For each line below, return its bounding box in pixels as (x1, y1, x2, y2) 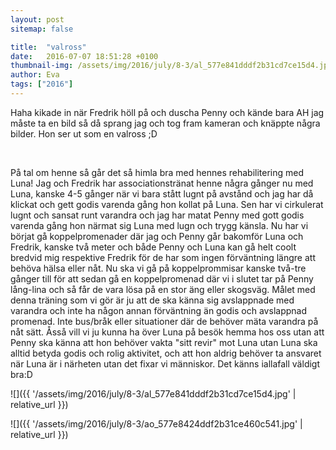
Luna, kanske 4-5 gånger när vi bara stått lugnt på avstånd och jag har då (10, 187, 314, 200)
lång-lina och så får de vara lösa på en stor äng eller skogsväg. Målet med (10, 283, 316, 295)
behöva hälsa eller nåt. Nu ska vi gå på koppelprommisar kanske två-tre (10, 262, 307, 274)
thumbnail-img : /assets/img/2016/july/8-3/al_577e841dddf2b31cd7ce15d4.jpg (10, 61, 333, 71)
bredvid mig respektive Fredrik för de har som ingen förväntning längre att (10, 251, 316, 263)
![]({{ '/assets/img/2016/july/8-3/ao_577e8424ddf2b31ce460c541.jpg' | (10, 417, 303, 430)
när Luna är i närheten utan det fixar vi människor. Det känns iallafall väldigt (10, 357, 321, 370)
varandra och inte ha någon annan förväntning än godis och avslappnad (10, 304, 307, 316)
